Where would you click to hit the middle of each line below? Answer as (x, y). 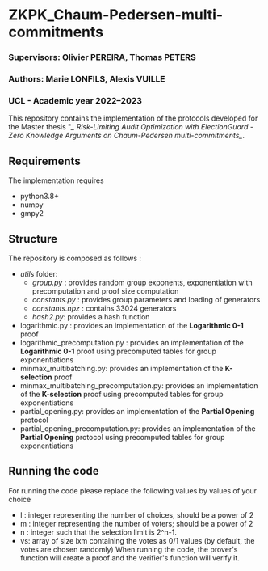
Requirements (44, 161)
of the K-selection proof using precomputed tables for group (121, 394)
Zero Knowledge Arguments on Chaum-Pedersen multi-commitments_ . (126, 136)
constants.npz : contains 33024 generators (104, 308)
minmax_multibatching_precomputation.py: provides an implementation (139, 385)
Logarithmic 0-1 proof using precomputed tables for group (118, 351)
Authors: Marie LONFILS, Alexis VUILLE (87, 79)
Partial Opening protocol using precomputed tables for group (122, 437)
